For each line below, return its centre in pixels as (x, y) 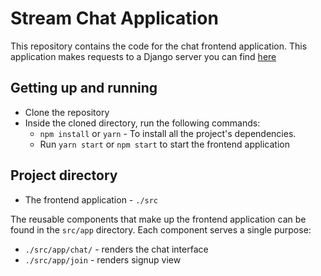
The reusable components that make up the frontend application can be (158, 219)
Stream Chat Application (114, 18)
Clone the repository (67, 112)
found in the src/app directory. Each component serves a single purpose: (161, 229)
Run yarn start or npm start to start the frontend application (164, 144)
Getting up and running (84, 88)
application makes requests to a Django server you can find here (143, 56)
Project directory (64, 175)
